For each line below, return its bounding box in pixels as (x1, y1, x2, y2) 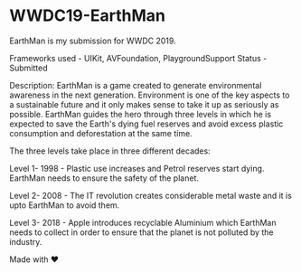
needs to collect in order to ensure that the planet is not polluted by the (9, 227, 274, 238)
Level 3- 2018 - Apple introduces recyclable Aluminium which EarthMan (9, 217, 277, 228)
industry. (9, 236, 42, 247)
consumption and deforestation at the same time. (9, 127, 193, 138)
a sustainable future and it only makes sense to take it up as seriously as (9, 98, 279, 109)
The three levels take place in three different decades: (9, 145, 211, 156)
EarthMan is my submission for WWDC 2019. (9, 35, 176, 46)
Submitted (9, 62, 48, 73)
